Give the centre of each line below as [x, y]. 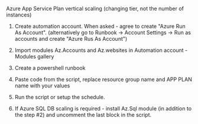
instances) [19, 15]
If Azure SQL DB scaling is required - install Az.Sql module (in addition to [103, 108]
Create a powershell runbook [50, 68]
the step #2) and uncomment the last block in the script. [83, 115]
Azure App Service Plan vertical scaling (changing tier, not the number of [95, 9]
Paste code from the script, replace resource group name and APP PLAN [103, 79]
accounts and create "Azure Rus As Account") [71, 39]
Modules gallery [34, 56]
